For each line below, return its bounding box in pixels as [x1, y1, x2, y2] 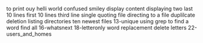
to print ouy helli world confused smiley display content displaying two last [6, 5, 193, 12]
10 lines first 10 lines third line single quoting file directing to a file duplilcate [6, 11, 196, 19]
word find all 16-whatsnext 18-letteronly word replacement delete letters [6, 24, 187, 31]
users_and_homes [6, 30, 52, 38]
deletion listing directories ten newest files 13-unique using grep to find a [6, 18, 189, 24]
